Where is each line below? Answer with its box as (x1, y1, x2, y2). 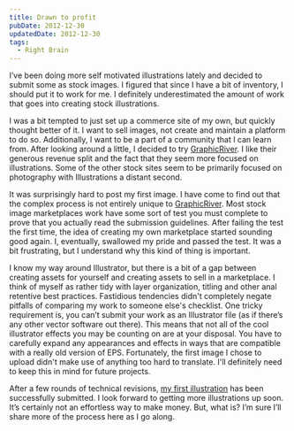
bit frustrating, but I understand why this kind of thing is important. (9, 245, 251, 257)
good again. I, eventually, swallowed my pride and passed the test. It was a (9, 236, 282, 247)
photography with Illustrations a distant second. (9, 172, 183, 182)
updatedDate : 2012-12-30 (9, 29, 101, 38)
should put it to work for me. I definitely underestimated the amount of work (9, 89, 285, 100)
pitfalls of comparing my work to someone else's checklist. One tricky (9, 300, 263, 311)
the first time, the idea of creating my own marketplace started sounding (9, 227, 273, 237)
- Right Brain (17, 46, 69, 55)
